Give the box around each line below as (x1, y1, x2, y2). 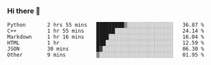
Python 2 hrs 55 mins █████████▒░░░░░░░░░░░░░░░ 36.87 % (7, 22, 205, 29)
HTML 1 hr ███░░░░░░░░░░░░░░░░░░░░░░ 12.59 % (7, 40, 205, 47)
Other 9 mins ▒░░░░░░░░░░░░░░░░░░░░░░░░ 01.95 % (7, 51, 205, 59)
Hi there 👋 (7, 6, 41, 16)
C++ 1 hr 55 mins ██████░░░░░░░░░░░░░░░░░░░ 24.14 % (7, 27, 205, 35)
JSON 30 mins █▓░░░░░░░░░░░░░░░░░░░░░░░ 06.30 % (7, 46, 205, 53)
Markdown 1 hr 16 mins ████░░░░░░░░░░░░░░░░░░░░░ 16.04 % (7, 34, 205, 40)
